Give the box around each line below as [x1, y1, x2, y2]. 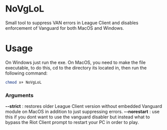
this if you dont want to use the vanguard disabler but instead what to [5, 114, 150, 120]
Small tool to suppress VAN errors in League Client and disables [5, 20, 139, 26]
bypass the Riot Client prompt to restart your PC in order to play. [5, 119, 139, 125]
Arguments [5, 92, 34, 99]
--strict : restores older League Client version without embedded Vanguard [5, 103, 162, 109]
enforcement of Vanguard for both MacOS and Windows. [5, 25, 124, 31]
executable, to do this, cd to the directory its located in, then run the [5, 64, 147, 71]
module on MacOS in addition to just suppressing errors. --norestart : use [5, 109, 160, 115]
